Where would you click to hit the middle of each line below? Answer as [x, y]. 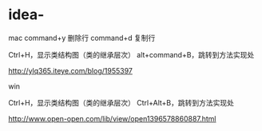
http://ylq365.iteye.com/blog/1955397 [71, 70]
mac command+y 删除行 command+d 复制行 [82, 38]
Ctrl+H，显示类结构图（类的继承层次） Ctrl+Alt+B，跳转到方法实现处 [121, 102]
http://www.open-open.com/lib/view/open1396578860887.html [113, 118]
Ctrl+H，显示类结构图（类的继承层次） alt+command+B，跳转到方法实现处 [131, 54]
